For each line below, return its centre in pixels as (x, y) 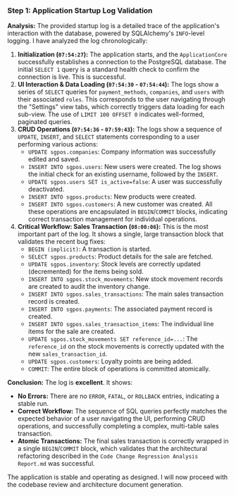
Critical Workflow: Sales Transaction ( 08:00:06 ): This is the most (113, 227)
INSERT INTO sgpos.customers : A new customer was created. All (120, 204)
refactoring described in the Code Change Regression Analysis (108, 456)
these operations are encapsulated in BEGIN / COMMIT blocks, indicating (128, 212)
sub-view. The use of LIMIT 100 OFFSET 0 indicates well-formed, (111, 114)
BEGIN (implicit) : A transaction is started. (89, 249)
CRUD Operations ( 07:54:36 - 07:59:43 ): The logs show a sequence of (120, 130)
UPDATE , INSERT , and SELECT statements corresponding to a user (108, 137)
